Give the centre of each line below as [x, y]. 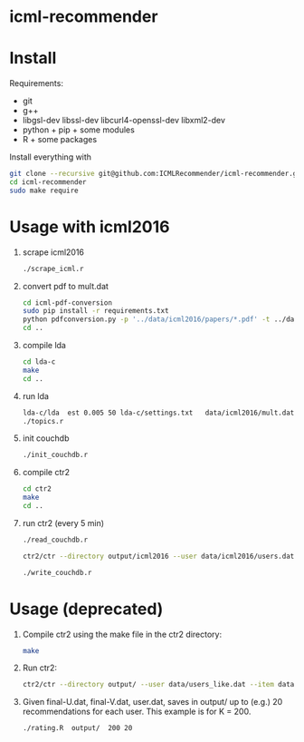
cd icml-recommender [48, 182]
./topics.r [43, 421]
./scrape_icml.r [53, 268]
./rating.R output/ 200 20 [77, 728]
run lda [36, 395]
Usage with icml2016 [90, 226]
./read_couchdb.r [55, 540]
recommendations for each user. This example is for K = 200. [137, 712]
